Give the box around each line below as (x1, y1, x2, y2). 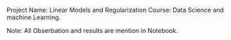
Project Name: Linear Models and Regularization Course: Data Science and (6, 6, 225, 14)
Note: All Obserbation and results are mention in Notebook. (6, 27, 178, 34)
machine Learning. (6, 13, 61, 21)
